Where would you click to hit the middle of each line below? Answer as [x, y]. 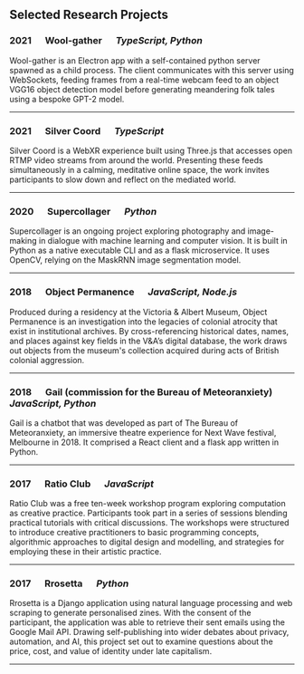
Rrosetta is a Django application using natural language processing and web [151, 603]
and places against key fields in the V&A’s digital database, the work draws [148, 341]
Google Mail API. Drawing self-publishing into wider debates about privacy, [149, 632]
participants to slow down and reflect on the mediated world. [123, 179]
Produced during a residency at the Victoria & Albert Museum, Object [138, 312]
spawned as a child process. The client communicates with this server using [152, 70]
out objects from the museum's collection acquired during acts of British [144, 350]
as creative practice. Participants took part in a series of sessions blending [148, 513]
